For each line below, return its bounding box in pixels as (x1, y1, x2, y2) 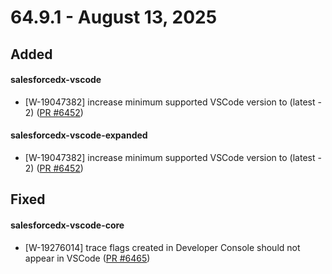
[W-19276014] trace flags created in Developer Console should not (24, 241, 301, 253)
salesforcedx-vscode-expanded (10, 129, 148, 141)
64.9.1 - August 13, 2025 (10, 6, 218, 29)
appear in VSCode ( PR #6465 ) (24, 252, 151, 264)
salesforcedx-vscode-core (10, 219, 125, 231)
